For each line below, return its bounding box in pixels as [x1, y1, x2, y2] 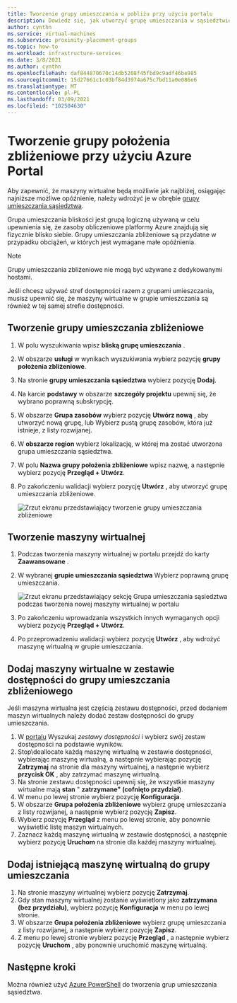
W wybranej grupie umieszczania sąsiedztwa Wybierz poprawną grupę [17, 571, 229, 580]
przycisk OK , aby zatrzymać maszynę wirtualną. [17, 770, 161, 779]
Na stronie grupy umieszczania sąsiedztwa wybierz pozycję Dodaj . [17, 376, 217, 384]
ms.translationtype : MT [7, 83, 78, 90]
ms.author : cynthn [7, 63, 61, 70]
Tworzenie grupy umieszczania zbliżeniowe [7, 322, 205, 334]
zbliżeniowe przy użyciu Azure [7, 148, 192, 164]
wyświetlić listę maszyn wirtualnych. [17, 823, 124, 832]
